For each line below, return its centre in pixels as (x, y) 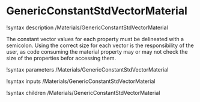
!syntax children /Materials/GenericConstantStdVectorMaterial (83, 92)
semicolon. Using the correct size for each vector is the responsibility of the (100, 45)
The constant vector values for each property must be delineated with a (95, 39)
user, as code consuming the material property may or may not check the (97, 51)
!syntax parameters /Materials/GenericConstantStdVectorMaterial (87, 69)
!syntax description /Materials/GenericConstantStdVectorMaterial (87, 27)
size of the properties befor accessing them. (61, 58)
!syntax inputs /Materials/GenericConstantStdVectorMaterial (81, 81)
